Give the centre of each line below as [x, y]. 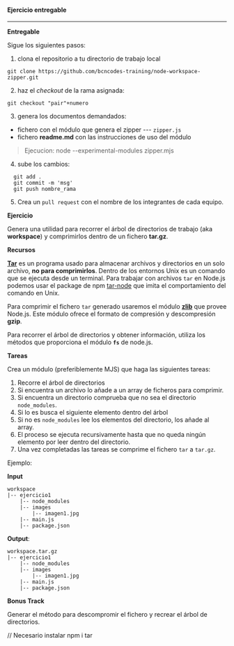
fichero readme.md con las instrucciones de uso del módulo [104, 137]
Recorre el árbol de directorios [61, 383]
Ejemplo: [20, 463]
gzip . [15, 321]
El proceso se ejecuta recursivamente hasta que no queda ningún [111, 435]
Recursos [22, 250]
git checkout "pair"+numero [48, 103]
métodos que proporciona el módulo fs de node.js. [80, 342]
